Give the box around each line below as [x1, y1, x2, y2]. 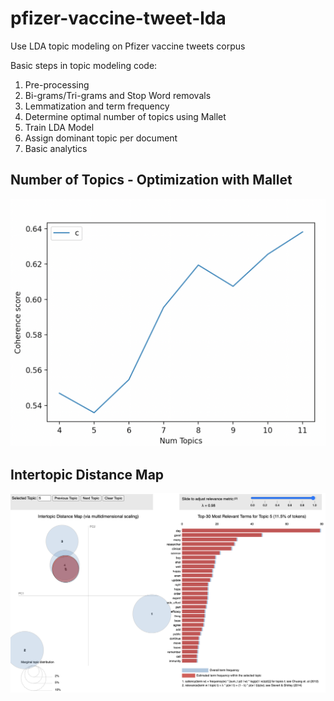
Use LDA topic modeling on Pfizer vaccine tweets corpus [10, 40, 246, 52]
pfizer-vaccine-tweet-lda [10, 7, 227, 30]
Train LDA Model [24, 121, 95, 133]
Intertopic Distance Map [10, 466, 165, 483]
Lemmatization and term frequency [24, 100, 170, 112]
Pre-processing [24, 78, 90, 91]
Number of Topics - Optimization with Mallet [10, 172, 293, 189]
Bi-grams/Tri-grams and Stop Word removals [24, 89, 212, 101]
